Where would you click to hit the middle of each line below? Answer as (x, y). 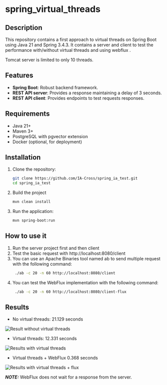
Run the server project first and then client (56, 248)
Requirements (27, 114)
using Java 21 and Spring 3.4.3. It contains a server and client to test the (79, 45)
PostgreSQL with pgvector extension (50, 136)
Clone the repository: (34, 169)
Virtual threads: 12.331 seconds (45, 339)
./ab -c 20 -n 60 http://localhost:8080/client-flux (71, 292)
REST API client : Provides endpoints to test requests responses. (78, 98)
